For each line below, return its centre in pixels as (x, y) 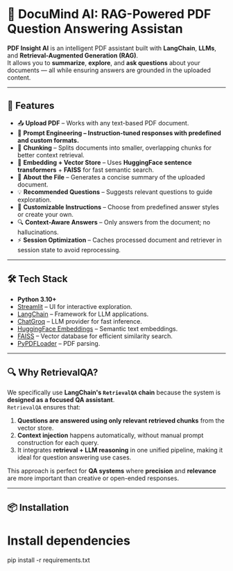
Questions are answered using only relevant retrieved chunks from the (121, 421)
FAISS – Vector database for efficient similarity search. (95, 336)
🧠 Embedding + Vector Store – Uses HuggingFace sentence (104, 162)
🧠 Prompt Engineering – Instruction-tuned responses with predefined (119, 133)
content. (19, 77)
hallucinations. (38, 232)
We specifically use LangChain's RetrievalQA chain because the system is (114, 393)
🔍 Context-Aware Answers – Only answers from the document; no (114, 222)
